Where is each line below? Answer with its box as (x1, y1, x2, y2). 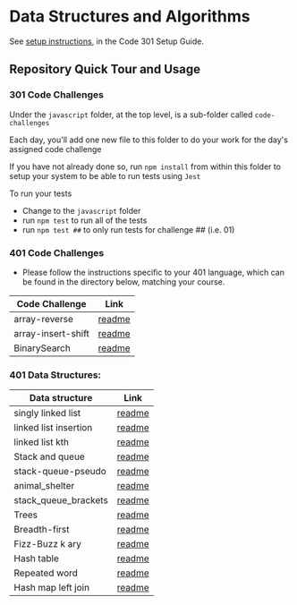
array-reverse (13, 312, 73, 325)
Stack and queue (13, 450, 85, 463)
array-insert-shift (13, 327, 89, 339)
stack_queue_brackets (13, 494, 109, 507)
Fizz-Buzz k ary (13, 538, 82, 550)
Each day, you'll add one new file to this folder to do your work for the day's (9, 134, 289, 145)
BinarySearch (13, 342, 72, 354)
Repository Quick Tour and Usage (9, 62, 201, 77)
